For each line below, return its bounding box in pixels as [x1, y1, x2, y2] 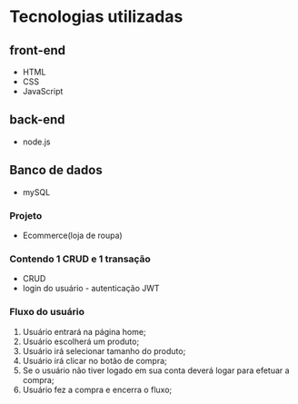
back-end [9, 112, 65, 128]
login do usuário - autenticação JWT [22, 283, 161, 294]
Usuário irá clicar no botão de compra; [22, 355, 167, 366]
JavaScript [22, 86, 64, 96]
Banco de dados [9, 163, 103, 178]
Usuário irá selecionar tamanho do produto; [22, 345, 186, 356]
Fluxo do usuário [9, 306, 84, 319]
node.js [22, 136, 52, 147]
